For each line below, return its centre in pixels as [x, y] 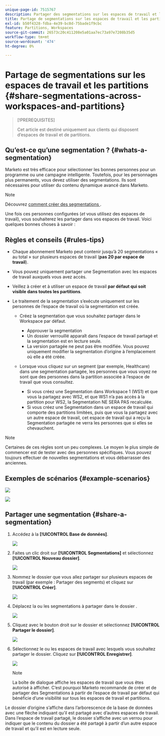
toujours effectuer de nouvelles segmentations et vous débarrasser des [78, 458]
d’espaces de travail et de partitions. [54, 135]
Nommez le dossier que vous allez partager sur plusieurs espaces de [82, 577]
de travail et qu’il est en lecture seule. [43, 728]
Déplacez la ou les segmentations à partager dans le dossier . [75, 606]
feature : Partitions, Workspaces [39, 28]
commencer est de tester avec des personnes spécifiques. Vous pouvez [78, 453]
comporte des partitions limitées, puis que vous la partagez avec [92, 413]
